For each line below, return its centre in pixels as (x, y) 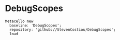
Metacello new (19, 21)
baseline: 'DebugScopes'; (36, 25)
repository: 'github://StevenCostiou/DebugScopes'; (63, 29)
